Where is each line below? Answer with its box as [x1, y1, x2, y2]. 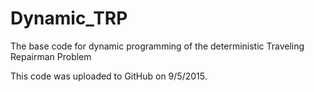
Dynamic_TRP [10, 7, 128, 30]
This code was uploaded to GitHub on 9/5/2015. [10, 70, 208, 82]
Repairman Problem [10, 50, 92, 62]
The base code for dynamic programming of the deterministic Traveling [10, 40, 305, 52]
